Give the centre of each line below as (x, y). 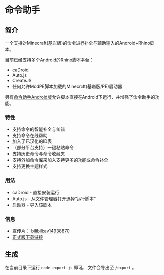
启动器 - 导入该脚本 (32, 205)
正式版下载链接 (28, 237)
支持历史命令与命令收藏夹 (39, 154)
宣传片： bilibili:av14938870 (41, 231)
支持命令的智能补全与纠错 (39, 129)
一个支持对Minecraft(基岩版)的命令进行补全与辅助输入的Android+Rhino (78, 43)
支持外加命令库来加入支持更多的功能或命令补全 (60, 160)
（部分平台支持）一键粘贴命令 (43, 148)
